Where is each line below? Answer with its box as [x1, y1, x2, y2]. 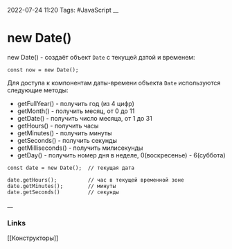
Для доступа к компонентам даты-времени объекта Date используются [7, 78, 221, 87]
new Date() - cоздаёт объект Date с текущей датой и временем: [7, 53, 195, 61]
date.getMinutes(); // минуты [7, 182, 116, 189]
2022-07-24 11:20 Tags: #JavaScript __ [7, 6, 119, 14]
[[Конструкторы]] [7, 234, 59, 242]
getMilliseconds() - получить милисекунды [17, 144, 143, 152]
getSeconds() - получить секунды [17, 136, 118, 144]
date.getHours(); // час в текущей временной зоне [7, 176, 185, 183]
